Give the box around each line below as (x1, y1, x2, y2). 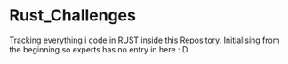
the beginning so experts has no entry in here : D (9, 44, 188, 54)
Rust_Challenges (9, 5, 136, 26)
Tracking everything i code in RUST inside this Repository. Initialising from (9, 35, 280, 45)
